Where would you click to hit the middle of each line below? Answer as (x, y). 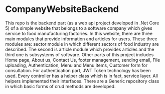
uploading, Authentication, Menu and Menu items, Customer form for (76, 65)
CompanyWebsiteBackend (62, 9)
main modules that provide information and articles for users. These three (81, 39)
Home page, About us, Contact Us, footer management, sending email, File (83, 60)
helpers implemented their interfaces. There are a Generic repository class (82, 81)
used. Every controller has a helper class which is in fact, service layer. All (81, 76)
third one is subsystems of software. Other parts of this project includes (79, 54)
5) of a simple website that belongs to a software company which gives (79, 28)
